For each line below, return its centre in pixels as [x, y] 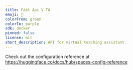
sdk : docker [18, 28]
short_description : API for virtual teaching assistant [65, 42]
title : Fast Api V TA [28, 10]
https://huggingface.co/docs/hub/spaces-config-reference [66, 62]
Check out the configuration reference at [47, 56]
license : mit [19, 38]
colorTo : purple [22, 24]
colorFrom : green [23, 19]
